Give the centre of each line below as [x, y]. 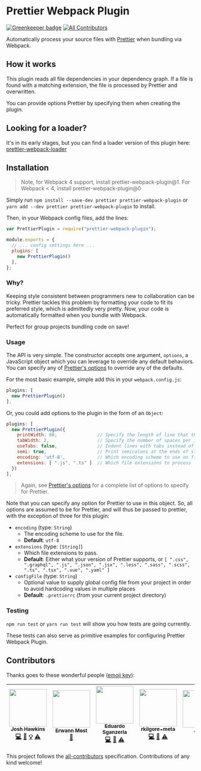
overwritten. [21, 92]
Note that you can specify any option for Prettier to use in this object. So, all [100, 503]
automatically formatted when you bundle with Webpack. [77, 315]
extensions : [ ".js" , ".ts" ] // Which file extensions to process [104, 463]
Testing [17, 611]
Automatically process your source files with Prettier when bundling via [94, 39]
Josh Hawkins [28, 729]
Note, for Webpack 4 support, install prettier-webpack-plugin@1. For [105, 182]
